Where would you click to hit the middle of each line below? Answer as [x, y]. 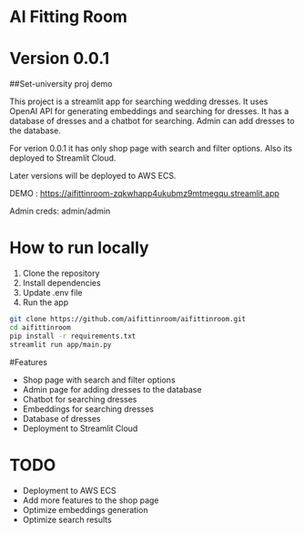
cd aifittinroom [40, 327]
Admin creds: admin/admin [60, 211]
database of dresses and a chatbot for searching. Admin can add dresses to [152, 121]
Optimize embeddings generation [85, 509]
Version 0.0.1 [60, 59]
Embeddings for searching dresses [88, 409]
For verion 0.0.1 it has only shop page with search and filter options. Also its [151, 149]
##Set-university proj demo [61, 84]
